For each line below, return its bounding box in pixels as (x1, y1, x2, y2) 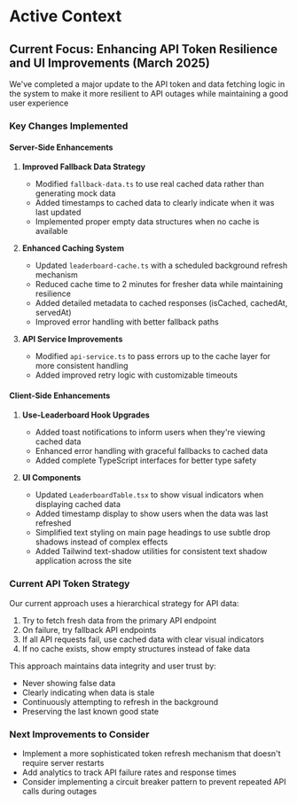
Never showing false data (21, 677, 116, 688)
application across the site (35, 556, 132, 567)
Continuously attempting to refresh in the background (21, 696, 219, 707)
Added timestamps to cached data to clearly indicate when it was (35, 198, 275, 208)
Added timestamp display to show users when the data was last (35, 508, 269, 520)
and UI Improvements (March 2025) (9, 55, 211, 70)
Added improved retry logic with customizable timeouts (35, 370, 238, 380)
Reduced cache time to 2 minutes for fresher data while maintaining (35, 279, 284, 290)
